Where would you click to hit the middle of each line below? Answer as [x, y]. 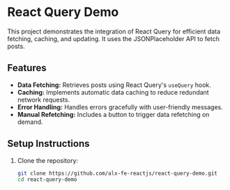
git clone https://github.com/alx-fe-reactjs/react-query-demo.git [117, 173]
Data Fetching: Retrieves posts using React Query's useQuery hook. [114, 85]
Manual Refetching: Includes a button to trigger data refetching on [113, 114]
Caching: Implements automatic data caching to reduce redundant [113, 92]
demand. [30, 122]
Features [27, 68]
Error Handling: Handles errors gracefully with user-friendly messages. [120, 107]
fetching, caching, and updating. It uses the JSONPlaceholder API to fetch [113, 38]
